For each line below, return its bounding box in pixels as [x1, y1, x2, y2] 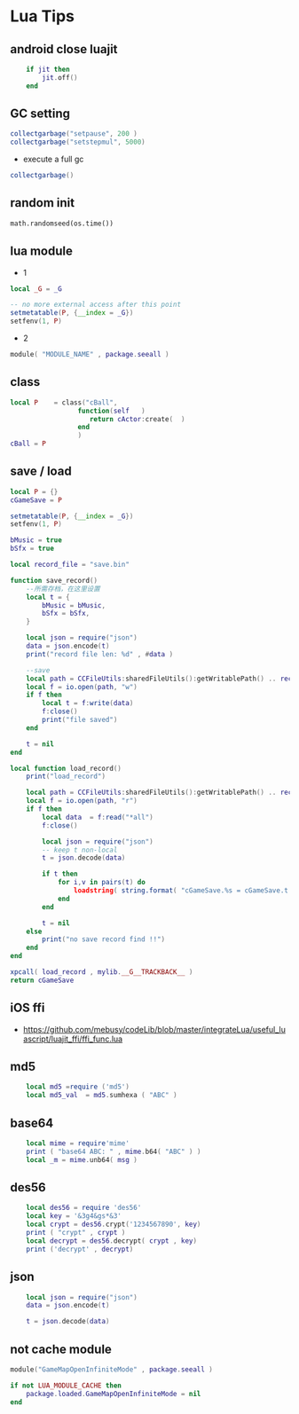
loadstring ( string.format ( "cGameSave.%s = [73, 886, 241, 895]
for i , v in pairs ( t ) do [57, 878, 146, 887]
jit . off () [42, 73, 78, 82]
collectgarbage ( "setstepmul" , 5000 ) [10, 137, 146, 147]
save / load [10, 464, 72, 479]
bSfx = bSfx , [42, 609, 90, 618]
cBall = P [10, 439, 47, 449]
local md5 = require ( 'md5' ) [26, 1082, 130, 1092]
